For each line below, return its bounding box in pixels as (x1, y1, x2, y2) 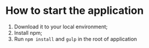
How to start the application (5, 4, 144, 17)
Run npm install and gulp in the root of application (13, 35, 137, 42)
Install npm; (13, 29, 42, 36)
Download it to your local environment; (13, 23, 108, 30)
